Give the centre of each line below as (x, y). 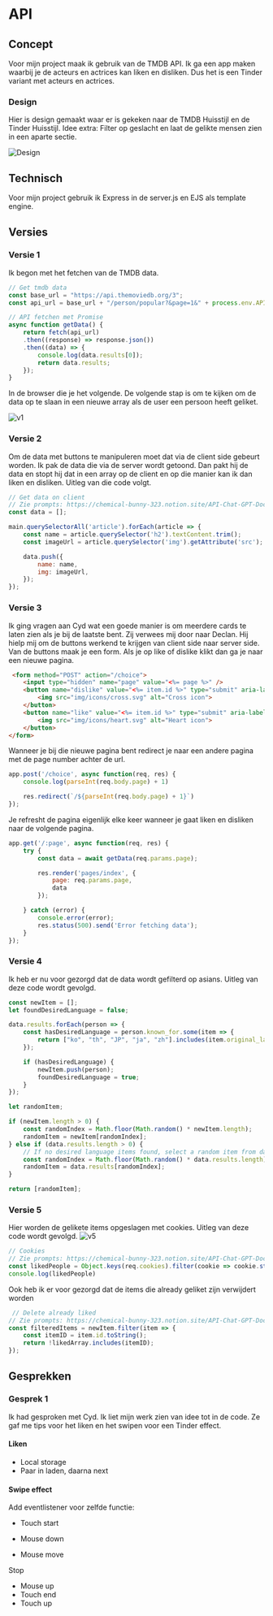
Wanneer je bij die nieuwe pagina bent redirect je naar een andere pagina (131, 751)
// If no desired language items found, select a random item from (139, 1152)
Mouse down (42, 1539)
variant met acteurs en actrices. (62, 81)
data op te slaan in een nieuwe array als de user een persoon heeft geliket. (133, 402)
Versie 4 (25, 961)
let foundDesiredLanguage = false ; (69, 1010)
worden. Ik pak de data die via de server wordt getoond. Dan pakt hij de (128, 465)
